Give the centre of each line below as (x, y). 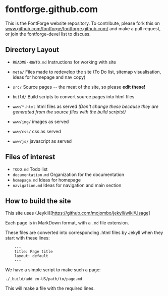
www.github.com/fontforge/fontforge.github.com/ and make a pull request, (83, 28)
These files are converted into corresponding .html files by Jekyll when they (84, 232)
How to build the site (38, 201)
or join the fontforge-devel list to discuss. (48, 34)
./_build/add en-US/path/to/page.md (44, 279)
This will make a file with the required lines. (50, 288)
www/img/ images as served (41, 122)
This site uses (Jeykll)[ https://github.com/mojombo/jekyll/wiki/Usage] (78, 213)
